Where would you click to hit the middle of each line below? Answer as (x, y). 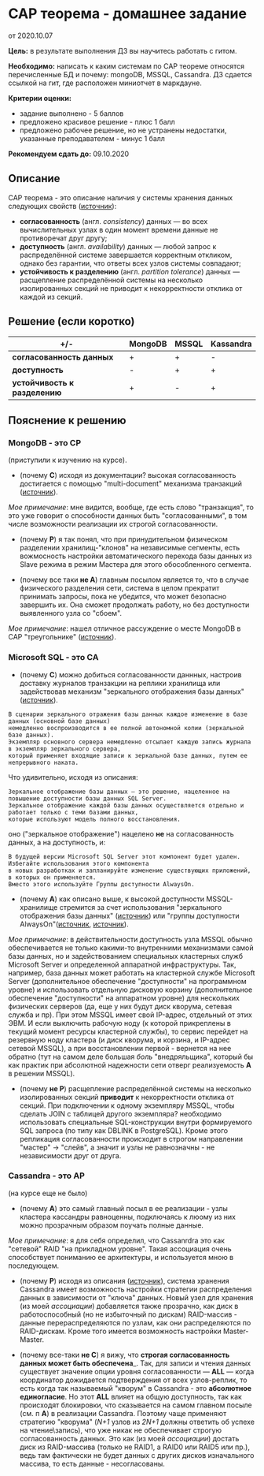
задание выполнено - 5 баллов (71, 113)
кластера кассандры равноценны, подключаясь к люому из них (127, 1217)
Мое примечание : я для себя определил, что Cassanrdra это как (117, 1240)
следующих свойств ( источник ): (62, 206)
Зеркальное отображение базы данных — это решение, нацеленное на (119, 792)
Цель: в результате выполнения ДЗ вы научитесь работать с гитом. (123, 50)
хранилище (38, 907)
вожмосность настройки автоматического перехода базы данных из (136, 556)
